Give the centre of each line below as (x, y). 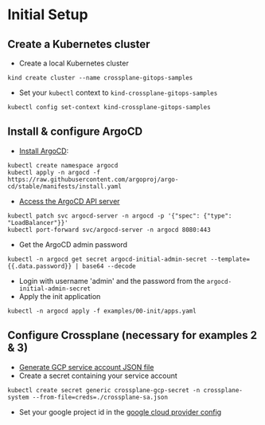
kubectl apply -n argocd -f (54, 172)
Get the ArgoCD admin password (73, 244)
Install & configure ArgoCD (75, 132)
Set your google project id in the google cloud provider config (120, 411)
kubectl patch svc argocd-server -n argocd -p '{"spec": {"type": (120, 216)
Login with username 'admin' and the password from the (112, 281)
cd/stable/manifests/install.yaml (65, 186)
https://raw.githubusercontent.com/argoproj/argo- (93, 179)
